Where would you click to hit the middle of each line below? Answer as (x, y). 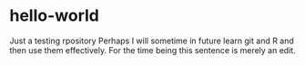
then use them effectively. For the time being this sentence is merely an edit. (152, 50)
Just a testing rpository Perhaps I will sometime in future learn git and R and (152, 41)
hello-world (55, 16)
